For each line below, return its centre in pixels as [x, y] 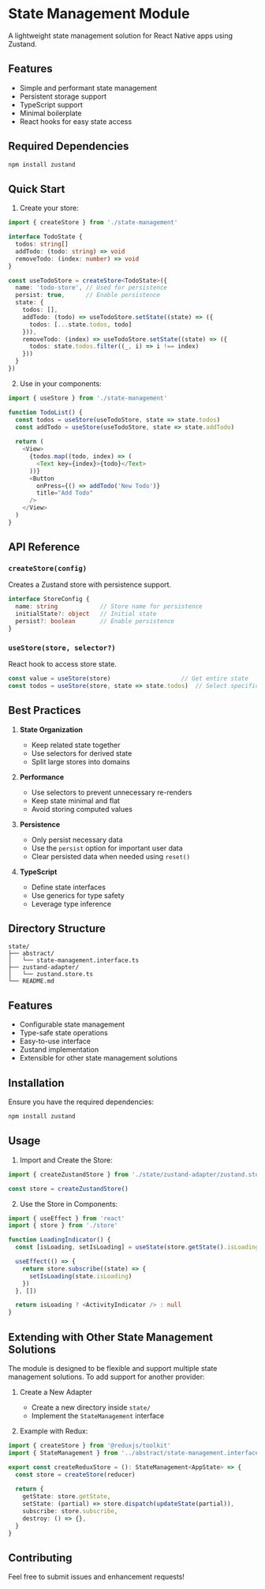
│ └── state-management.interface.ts [74, 960]
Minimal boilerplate [50, 113]
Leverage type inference [71, 903]
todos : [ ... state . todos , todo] [80, 325]
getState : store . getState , [67, 1497]
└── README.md [32, 981]
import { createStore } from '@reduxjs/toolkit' [90, 1445]
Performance [42, 777]
